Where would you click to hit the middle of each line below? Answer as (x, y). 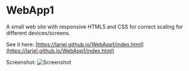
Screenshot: (21, 62)
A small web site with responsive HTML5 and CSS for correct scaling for (94, 27)
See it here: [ (22, 44)
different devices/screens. (38, 33)
